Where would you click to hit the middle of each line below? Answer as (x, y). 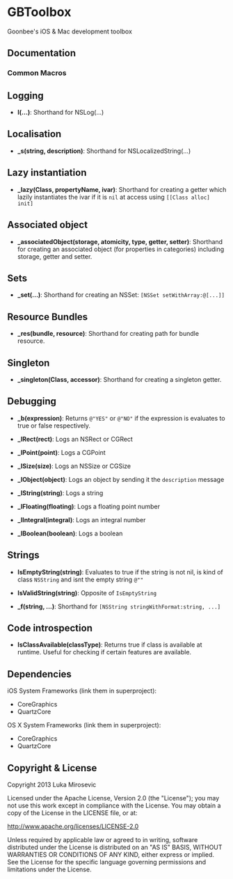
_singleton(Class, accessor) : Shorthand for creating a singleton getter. (119, 379)
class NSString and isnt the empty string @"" (80, 579)
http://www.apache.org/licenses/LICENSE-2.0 (73, 826)
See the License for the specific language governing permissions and (107, 862)
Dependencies (39, 674)
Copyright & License (52, 768)
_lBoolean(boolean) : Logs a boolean (70, 533)
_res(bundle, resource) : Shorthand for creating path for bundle (108, 334)
